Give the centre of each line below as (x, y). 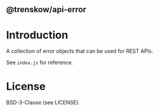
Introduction (37, 35)
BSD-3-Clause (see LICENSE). (43, 103)
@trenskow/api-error (46, 10)
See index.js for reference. (40, 63)
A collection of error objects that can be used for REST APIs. (80, 51)
